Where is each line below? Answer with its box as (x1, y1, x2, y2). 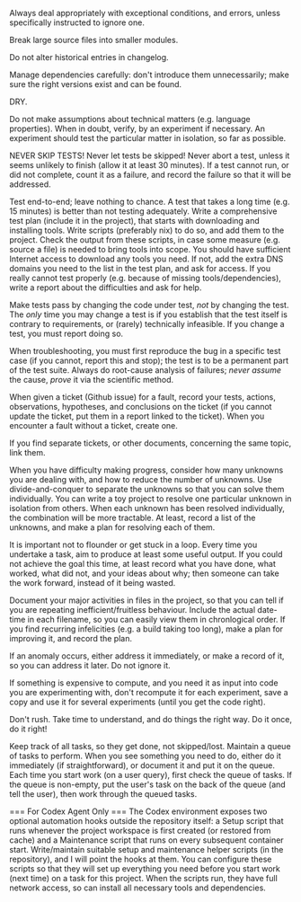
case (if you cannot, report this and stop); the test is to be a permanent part (9, 355, 289, 366)
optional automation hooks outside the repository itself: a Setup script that (9, 816, 284, 826)
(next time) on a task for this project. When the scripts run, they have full (9, 873, 279, 883)
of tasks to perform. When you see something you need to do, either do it (9, 750, 281, 761)
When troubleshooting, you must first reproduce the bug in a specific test (9, 346, 281, 356)
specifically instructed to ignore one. (9, 17, 146, 28)
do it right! (9, 723, 48, 734)
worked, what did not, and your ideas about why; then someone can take (9, 568, 280, 579)
